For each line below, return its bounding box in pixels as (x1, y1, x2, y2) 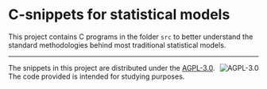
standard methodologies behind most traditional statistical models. (8, 40, 226, 49)
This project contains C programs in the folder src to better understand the (8, 32, 253, 41)
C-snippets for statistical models (8, 6, 230, 24)
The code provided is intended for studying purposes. (8, 72, 185, 81)
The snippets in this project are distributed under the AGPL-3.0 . (8, 63, 216, 72)
